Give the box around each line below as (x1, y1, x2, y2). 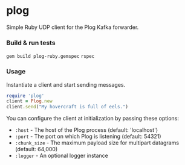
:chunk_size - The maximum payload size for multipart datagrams (15, 139, 180, 146)
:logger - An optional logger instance (15, 152, 109, 160)
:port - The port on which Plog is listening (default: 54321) (15, 133, 161, 140)
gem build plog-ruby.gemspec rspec (6, 54, 95, 60)
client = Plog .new (6, 98, 53, 104)
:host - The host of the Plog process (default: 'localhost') (15, 126, 158, 134)
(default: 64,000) (15, 146, 58, 153)
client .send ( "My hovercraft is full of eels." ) (6, 104, 129, 110)
